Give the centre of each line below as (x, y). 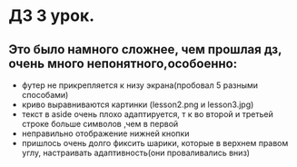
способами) (45, 95)
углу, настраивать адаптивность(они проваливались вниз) (136, 152)
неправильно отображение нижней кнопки (105, 133)
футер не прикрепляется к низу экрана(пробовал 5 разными (140, 85)
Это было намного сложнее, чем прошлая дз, (145, 49)
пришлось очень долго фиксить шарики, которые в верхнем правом (155, 143)
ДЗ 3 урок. (52, 16)
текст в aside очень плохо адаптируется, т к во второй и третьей (147, 114)
